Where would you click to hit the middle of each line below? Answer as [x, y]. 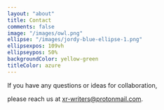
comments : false [31, 26]
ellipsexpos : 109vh [36, 46]
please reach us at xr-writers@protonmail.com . [75, 99]
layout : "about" [31, 14]
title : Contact [29, 20]
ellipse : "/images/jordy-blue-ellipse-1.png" [75, 40]
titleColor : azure [34, 65]
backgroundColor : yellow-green [53, 59]
